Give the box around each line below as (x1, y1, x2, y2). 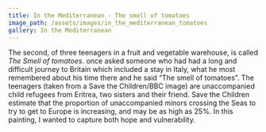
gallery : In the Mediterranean (8, 26, 112, 34)
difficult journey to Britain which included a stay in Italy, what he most (8, 65, 236, 74)
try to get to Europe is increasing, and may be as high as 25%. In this (8, 107, 233, 116)
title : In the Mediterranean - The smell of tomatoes (8, 11, 191, 20)
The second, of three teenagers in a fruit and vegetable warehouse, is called (8, 48, 259, 58)
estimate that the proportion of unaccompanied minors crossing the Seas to (8, 98, 256, 107)
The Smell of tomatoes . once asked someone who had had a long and (8, 56, 237, 66)
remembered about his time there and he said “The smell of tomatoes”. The (8, 73, 254, 83)
